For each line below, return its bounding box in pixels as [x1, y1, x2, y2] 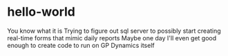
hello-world [7, 4, 76, 20]
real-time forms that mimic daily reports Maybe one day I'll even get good [7, 33, 217, 42]
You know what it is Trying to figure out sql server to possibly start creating [7, 27, 221, 35]
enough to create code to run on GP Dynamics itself [7, 41, 155, 49]
